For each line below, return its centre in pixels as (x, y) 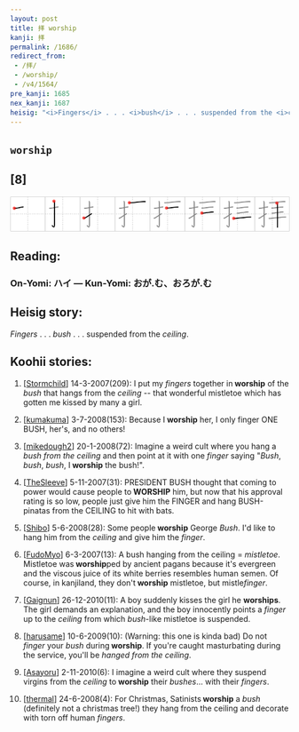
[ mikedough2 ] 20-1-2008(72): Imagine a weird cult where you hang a (149, 446)
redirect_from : (38, 56)
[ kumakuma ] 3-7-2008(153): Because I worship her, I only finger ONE (150, 419)
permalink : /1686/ (44, 47)
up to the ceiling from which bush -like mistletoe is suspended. (137, 618)
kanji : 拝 (28, 37)
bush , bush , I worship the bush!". (83, 465)
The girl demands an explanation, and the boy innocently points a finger (154, 609)
